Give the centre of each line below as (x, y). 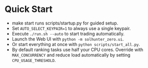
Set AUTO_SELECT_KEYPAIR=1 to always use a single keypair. (71, 28)
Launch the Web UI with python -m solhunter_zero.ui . (68, 39)
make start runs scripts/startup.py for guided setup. (65, 23)
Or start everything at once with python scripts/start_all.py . (76, 44)
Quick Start (29, 9)
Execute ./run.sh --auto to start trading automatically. (68, 33)
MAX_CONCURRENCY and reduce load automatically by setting (71, 55)
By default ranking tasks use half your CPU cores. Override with (77, 49)
